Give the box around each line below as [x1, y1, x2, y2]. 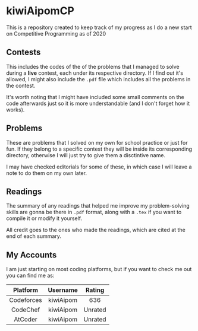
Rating [85, 286, 105, 294]
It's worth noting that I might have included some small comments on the [6, 93, 184, 100]
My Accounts [6, 250, 57, 260]
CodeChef [11, 305, 40, 314]
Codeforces [9, 296, 43, 304]
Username [48, 286, 78, 294]
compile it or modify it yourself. [6, 215, 83, 222]
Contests [6, 47, 41, 58]
